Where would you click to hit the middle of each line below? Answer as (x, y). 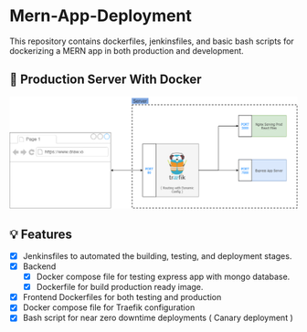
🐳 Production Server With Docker (106, 80)
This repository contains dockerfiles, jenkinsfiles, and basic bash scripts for (152, 41)
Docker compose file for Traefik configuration (109, 307)
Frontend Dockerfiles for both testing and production (122, 297)
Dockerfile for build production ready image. (120, 287)
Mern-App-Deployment (101, 16)
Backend (39, 266)
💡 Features (41, 234)
